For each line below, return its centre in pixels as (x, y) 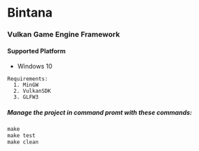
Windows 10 (35, 66)
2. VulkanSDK (32, 91)
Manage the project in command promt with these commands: (100, 112)
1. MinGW (26, 85)
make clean (23, 142)
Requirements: (28, 79)
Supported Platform (37, 51)
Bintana (30, 13)
